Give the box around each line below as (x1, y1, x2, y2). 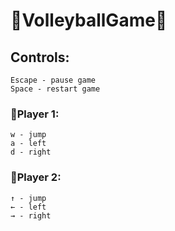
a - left (10, 139, 47, 149)
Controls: (10, 49, 70, 66)
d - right (10, 147, 52, 158)
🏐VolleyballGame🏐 (10, 9, 168, 32)
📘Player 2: (10, 170, 62, 184)
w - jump (10, 130, 47, 140)
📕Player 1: (10, 107, 60, 121)
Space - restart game (10, 84, 101, 94)
